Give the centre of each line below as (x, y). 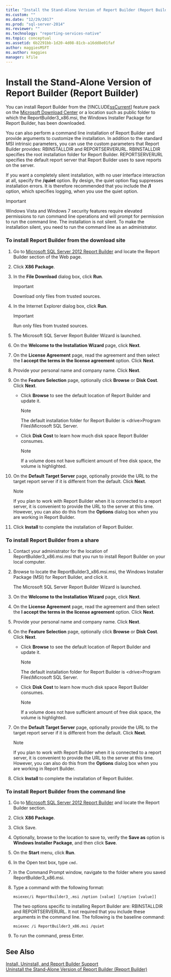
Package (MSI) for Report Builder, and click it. (61, 577)
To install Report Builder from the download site (66, 240)
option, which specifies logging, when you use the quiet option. (72, 191)
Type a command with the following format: (59, 888)
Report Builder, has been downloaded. (46, 123)
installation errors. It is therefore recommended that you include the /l (78, 186)
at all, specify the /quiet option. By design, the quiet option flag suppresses (85, 181)
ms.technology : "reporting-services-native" (54, 33)
